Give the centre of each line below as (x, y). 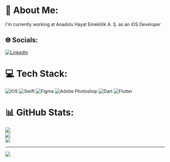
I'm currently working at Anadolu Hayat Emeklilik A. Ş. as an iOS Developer (83, 24)
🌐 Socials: (22, 40)
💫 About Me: (32, 10)
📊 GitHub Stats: (40, 112)
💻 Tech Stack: (36, 73)
